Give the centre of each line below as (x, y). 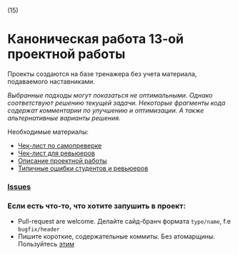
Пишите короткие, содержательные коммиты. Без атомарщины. (116, 236)
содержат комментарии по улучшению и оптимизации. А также (106, 110)
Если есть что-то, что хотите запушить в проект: (96, 206)
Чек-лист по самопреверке (60, 145)
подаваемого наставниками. (51, 81)
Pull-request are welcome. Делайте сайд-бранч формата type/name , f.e (124, 222)
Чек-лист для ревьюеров (56, 153)
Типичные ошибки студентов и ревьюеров (83, 168)
